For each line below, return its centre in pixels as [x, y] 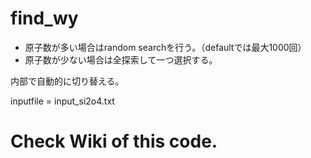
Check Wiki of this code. [114, 141]
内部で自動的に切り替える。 [67, 81]
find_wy [44, 18]
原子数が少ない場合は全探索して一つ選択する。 [121, 59]
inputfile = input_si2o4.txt [62, 101]
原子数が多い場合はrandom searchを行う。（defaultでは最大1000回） [165, 47]
